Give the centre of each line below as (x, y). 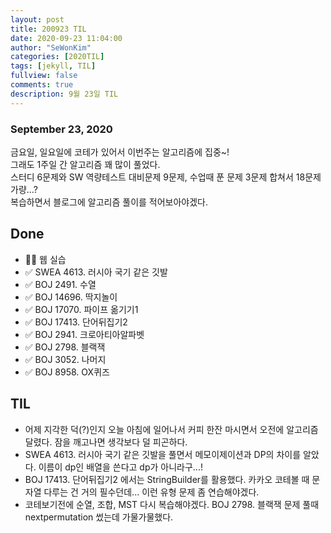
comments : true (42, 85)
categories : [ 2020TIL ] (57, 57)
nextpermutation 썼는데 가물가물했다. (99, 517)
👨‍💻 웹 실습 (45, 259)
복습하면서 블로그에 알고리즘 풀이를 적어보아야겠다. (109, 202)
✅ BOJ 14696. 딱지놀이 (71, 297)
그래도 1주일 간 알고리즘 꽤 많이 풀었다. (85, 164)
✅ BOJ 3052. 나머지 (65, 359)
